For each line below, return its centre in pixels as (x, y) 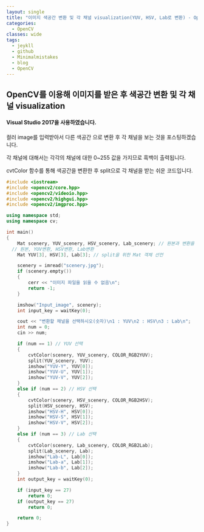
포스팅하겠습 (181, 137)
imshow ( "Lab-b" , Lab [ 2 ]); (61, 468)
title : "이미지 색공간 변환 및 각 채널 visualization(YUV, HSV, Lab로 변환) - (99, 18)
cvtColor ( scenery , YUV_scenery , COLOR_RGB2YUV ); (91, 355)
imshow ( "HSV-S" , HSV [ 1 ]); (61, 417)
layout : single (25, 12)
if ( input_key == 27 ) (44, 490)
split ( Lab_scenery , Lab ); (61, 451)
